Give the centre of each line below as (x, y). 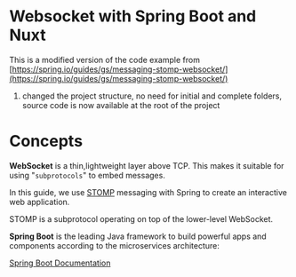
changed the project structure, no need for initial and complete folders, (152, 96)
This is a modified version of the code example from (104, 59)
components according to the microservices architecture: (115, 245)
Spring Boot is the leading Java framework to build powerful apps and (138, 236)
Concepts (46, 142)
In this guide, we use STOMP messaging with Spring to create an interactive (148, 192)
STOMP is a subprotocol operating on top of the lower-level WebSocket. (141, 218)
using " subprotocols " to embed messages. (88, 175)
